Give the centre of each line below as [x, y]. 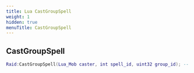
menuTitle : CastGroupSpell [39, 28]
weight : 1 [18, 17]
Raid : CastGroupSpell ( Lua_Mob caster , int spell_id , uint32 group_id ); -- [98, 64]
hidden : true [22, 22]
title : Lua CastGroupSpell [39, 11]
